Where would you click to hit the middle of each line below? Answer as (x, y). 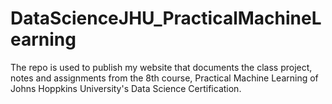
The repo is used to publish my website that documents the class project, (161, 67)
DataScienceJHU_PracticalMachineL (166, 18)
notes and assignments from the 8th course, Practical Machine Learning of (164, 78)
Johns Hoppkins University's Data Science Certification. (126, 88)
